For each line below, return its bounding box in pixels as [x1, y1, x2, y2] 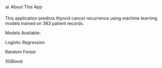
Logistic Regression [5, 40, 45, 45]
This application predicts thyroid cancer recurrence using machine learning [5, 15, 158, 21]
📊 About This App [5, 4, 43, 10]
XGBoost [5, 58, 23, 64]
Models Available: [5, 30, 41, 36]
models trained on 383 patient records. [5, 21, 84, 26]
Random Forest [5, 49, 36, 55]
